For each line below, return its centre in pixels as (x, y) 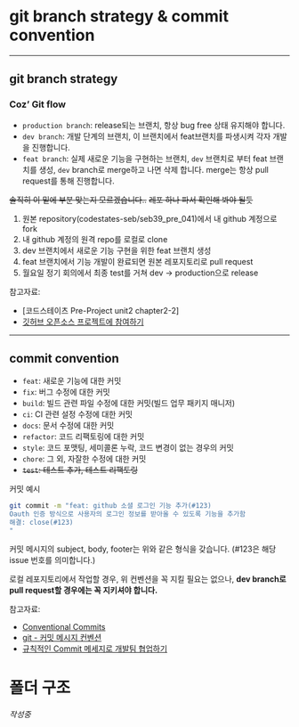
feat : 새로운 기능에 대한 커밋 (72, 381)
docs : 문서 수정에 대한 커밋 (68, 426)
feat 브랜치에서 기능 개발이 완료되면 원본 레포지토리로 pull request (137, 261)
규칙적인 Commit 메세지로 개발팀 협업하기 (94, 649)
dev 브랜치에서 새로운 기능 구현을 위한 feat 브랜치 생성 (117, 250)
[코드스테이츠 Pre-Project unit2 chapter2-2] (101, 310)
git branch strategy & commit (119, 16)
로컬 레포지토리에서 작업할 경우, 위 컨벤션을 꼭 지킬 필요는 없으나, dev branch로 (148, 579)
